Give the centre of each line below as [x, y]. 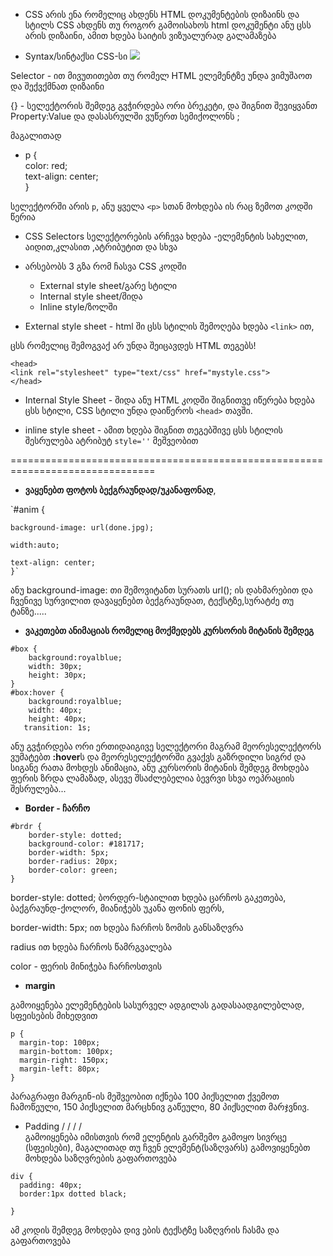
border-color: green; [73, 870]
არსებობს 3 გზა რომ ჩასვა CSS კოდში [105, 266]
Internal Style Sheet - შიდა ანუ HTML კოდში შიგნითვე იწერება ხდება [169, 400]
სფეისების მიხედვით [54, 1015]
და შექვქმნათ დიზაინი [57, 86]
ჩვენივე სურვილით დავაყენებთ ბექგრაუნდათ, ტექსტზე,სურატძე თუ [152, 600]
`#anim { [28, 509]
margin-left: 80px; [60, 1069]
